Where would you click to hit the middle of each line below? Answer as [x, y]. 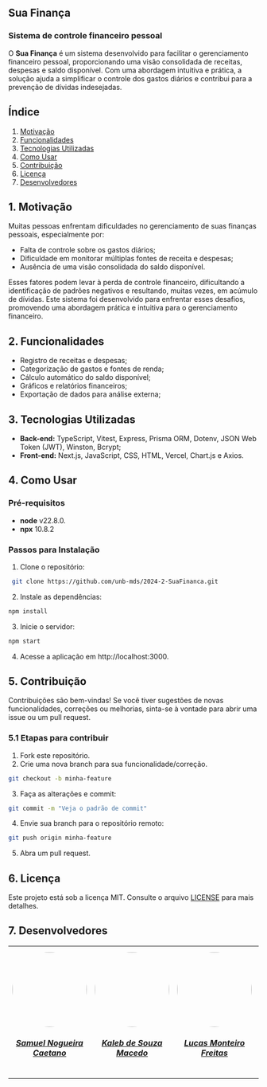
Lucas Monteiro [214, 1043]
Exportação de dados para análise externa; [90, 394]
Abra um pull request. [55, 853]
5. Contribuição [48, 681]
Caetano [50, 1053]
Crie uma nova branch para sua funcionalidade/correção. [114, 764]
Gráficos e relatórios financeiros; [74, 386]
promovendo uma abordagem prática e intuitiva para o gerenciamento [123, 308]
